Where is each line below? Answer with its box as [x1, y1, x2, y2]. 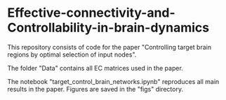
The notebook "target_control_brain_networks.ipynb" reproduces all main [7, 77, 220, 85]
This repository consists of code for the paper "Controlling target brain [7, 43, 212, 51]
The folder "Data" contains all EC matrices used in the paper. [7, 64, 184, 72]
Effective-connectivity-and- [7, 5, 175, 21]
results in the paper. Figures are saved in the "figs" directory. [7, 85, 184, 93]
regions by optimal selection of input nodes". [7, 50, 137, 59]
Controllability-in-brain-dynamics [7, 20, 209, 36]
